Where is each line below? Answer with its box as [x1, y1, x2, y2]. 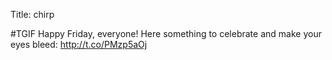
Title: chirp [10, 9, 55, 20]
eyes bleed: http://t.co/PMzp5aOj [10, 39, 148, 50]
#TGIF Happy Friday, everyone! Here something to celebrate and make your [10, 28, 322, 39]
